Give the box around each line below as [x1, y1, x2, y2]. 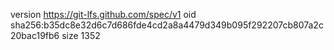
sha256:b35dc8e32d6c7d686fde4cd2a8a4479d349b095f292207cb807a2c [10, 19, 324, 31]
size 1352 [61, 30, 101, 41]
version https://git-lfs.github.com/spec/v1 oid [10, 9, 197, 20]
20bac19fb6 [10, 30, 60, 41]
